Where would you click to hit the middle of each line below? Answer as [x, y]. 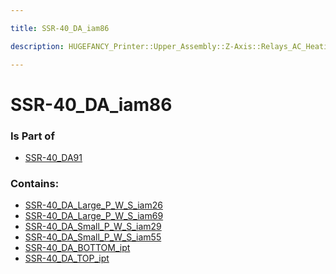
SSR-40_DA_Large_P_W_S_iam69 [94, 216]
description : [37, 46]
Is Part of [32, 136]
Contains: [35, 183]
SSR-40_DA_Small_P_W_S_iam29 [93, 227]
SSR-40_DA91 [53, 157]
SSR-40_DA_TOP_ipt [67, 258]
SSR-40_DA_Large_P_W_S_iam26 [93, 205]
